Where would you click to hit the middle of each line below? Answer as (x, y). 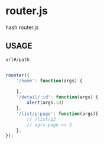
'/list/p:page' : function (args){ (57, 114)
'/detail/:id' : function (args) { (57, 97)
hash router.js (22, 27)
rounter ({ (18, 75)
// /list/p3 (42, 119)
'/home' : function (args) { (49, 81)
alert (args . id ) (45, 103)
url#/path (18, 60)
